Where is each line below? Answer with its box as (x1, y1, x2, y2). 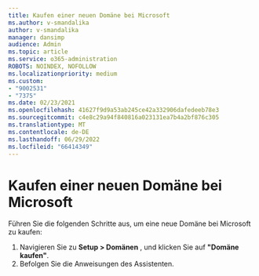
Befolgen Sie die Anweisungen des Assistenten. (19, 260, 174, 269)
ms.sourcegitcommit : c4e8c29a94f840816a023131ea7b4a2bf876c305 (8, 114, 220, 122)
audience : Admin (8, 41, 61, 49)
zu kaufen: (8, 227, 43, 237)
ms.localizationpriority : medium (8, 70, 118, 78)
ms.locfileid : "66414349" (8, 143, 93, 151)
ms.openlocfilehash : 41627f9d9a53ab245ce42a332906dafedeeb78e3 (8, 107, 220, 114)
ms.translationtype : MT (8, 121, 86, 129)
